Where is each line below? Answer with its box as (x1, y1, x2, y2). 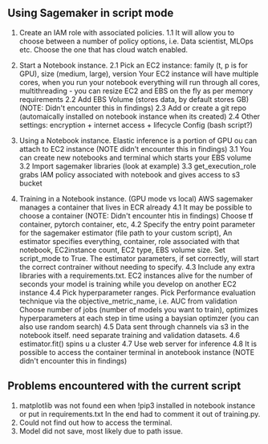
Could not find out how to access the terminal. (18, 418, 173, 427)
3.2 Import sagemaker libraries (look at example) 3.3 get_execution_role (18, 161, 257, 171)
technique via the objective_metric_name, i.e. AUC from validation (18, 296, 238, 306)
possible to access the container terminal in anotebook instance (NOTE (18, 347, 254, 356)
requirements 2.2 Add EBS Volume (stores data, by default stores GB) (18, 94, 250, 104)
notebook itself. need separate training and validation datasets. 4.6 (18, 330, 240, 340)
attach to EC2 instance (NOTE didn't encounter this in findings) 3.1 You (18, 144, 253, 153)
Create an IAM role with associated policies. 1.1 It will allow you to (18, 27, 234, 37)
